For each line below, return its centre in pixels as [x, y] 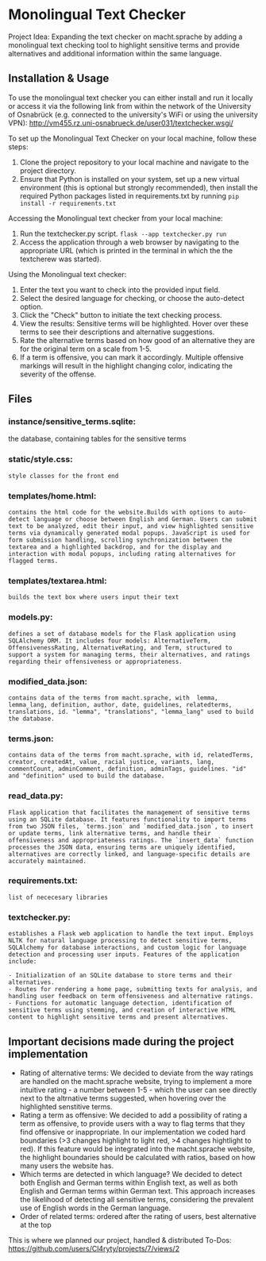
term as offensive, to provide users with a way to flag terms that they [132, 1123]
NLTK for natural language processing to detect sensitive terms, [120, 941]
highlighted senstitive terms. [66, 1106]
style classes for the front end [64, 476]
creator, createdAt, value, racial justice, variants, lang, [112, 762]
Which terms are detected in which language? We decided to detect [131, 1174]
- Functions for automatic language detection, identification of [120, 1003]
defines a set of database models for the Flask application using [122, 634]
